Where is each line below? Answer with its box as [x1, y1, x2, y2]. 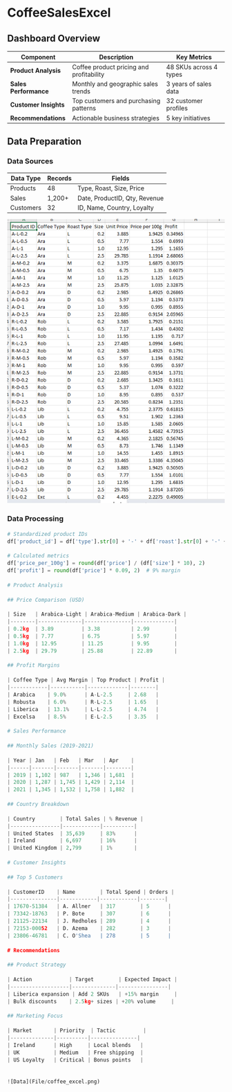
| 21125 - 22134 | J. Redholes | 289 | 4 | [7, 918, 171, 925]
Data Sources [7, 156, 54, 166]
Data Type [10, 174, 41, 183]
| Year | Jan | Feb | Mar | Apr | [7, 757, 135, 764]
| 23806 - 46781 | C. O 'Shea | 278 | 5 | [7, 932, 171, 939]
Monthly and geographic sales [72, 80, 159, 88]
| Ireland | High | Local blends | [7, 1041, 144, 1048]
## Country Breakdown [7, 801, 70, 808]
